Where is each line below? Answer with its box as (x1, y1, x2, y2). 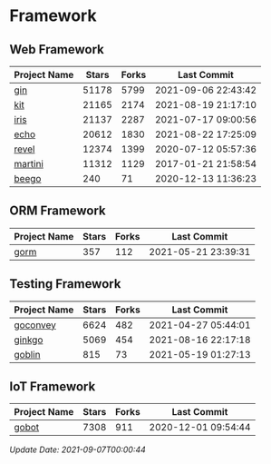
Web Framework (9, 42, 104, 57)
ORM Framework (9, 203, 106, 219)
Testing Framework (9, 276, 121, 291)
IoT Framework (9, 379, 96, 395)
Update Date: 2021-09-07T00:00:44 (9, 444, 147, 455)
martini (14, 158, 44, 170)
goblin (14, 348, 41, 360)
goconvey (14, 319, 57, 331)
